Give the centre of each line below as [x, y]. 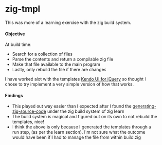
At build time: [18, 44]
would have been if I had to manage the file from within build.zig [76, 137]
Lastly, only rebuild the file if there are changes [59, 70]
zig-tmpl [23, 9]
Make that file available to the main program [56, 64]
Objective [15, 34]
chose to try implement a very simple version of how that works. [69, 84]
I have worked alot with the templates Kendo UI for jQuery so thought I [75, 79]
